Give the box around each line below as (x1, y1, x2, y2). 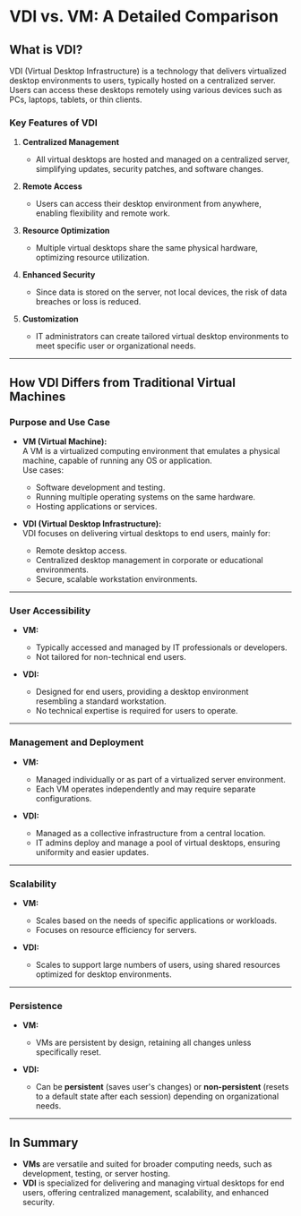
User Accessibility (9, 604, 91, 617)
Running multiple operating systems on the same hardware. (35, 491, 256, 502)
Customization (21, 313, 79, 324)
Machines (9, 389, 66, 404)
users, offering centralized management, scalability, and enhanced (21, 1186, 269, 1197)
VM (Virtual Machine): (21, 436, 107, 447)
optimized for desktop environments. (35, 969, 172, 980)
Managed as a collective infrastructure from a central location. (35, 827, 266, 838)
